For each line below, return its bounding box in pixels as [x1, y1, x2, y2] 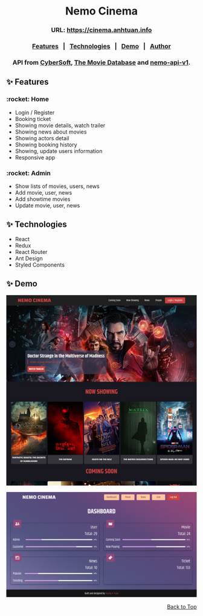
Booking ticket [14, 115, 51, 122]
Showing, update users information [14, 147, 103, 155]
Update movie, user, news [14, 201, 80, 209]
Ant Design [14, 255, 43, 262]
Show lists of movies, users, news [14, 183, 100, 190]
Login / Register [14, 109, 55, 116]
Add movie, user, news [14, 189, 72, 196]
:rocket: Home [6, 95, 50, 103]
